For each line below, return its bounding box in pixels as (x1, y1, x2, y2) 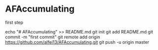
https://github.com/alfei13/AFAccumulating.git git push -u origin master (5, 39, 149, 45)
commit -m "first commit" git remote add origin (5, 34, 100, 40)
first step (5, 19, 24, 25)
